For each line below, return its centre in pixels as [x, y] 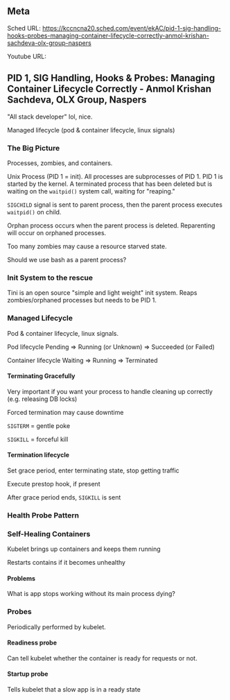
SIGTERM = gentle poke [39, 425]
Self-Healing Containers [49, 533]
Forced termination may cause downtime [65, 412]
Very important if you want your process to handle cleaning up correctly [110, 391]
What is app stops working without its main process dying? [91, 594]
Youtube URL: [27, 56]
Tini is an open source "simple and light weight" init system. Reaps [102, 293]
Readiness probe [32, 643]
